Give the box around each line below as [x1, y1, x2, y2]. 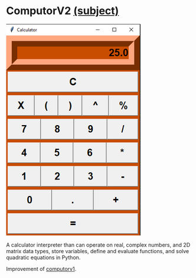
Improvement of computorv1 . [6, 265, 77, 272]
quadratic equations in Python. [6, 254, 81, 261]
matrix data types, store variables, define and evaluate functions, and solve [6, 247, 190, 254]
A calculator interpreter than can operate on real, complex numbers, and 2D [6, 241, 191, 248]
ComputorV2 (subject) [6, 4, 119, 18]
